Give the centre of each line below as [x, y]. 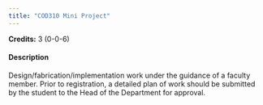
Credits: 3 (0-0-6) [39, 39]
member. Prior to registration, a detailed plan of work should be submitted [132, 84]
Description [29, 57]
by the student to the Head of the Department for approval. [107, 92]
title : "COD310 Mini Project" [60, 16]
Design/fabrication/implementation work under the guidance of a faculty [129, 75]
